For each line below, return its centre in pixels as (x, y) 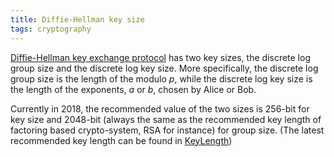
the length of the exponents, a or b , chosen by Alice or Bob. (133, 89)
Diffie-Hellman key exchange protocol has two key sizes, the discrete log (160, 57)
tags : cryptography (51, 29)
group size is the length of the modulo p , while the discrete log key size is (161, 78)
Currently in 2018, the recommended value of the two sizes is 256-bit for (160, 108)
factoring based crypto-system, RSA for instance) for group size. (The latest (167, 130)
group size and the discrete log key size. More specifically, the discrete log (164, 68)
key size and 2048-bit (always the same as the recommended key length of (166, 119)
